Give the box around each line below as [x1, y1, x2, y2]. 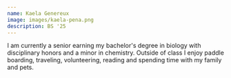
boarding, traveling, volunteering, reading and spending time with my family [7, 56, 222, 64]
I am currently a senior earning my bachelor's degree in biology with [7, 42, 201, 50]
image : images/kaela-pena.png [7, 16, 94, 23]
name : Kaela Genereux [7, 10, 70, 17]
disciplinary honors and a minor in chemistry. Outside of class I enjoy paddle [7, 49, 224, 57]
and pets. [7, 63, 34, 72]
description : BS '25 [7, 23, 67, 29]
